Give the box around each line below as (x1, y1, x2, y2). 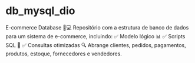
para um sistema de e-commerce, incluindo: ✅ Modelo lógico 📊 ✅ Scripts (5, 32, 186, 39)
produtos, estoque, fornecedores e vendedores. (5, 50, 122, 57)
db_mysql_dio (5, 4, 75, 18)
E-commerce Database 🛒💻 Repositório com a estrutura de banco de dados (5, 24, 189, 31)
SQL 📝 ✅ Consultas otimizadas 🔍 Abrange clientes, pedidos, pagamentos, (5, 41, 186, 48)
